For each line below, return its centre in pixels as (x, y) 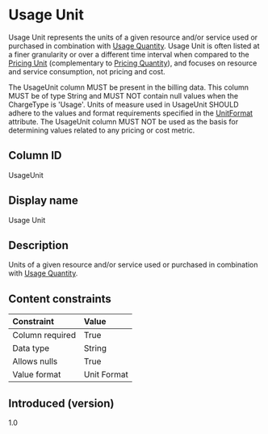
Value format (37, 375)
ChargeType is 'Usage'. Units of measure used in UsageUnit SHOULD (124, 104)
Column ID (35, 156)
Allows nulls (35, 361)
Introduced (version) (61, 403)
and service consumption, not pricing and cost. (87, 71)
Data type (31, 348)
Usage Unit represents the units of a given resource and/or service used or (133, 37)
